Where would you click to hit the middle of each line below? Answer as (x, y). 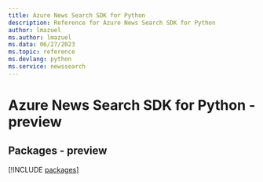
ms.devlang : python (40, 60)
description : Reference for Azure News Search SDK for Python (112, 23)
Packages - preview (58, 151)
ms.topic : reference (42, 52)
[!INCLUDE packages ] (44, 169)
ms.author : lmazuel (40, 37)
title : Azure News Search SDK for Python (77, 15)
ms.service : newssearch (47, 67)
